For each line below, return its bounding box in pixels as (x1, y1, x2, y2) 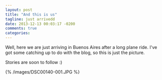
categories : (5, 30, 30, 35)
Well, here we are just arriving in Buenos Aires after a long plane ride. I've (5, 44, 157, 50)
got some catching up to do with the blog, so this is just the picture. (5, 49, 145, 55)
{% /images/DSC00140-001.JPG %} (5, 69, 80, 75)
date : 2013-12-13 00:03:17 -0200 (5, 21, 75, 26)
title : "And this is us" (5, 12, 57, 17)
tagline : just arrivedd (5, 16, 55, 21)
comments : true (5, 26, 37, 31)
